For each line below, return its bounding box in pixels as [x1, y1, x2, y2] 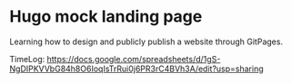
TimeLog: [9, 53, 45, 64]
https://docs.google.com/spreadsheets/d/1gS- [46, 53, 221, 64]
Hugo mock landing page [9, 6, 203, 27]
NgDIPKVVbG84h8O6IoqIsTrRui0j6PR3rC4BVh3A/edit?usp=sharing [9, 63, 264, 74]
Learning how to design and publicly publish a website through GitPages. [9, 36, 284, 47]
